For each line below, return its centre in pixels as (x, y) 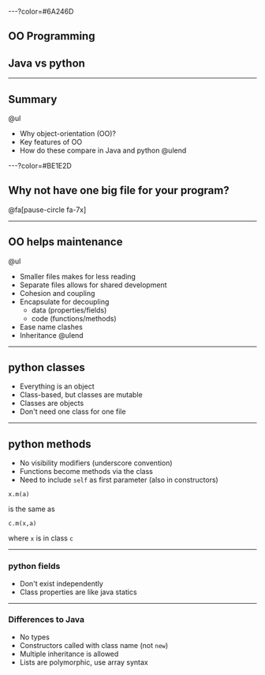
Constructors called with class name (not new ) (94, 645)
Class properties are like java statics (78, 592)
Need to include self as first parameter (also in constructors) (119, 480)
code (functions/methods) (74, 318)
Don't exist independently (62, 583)
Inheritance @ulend (52, 335)
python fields (34, 567)
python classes (47, 368)
